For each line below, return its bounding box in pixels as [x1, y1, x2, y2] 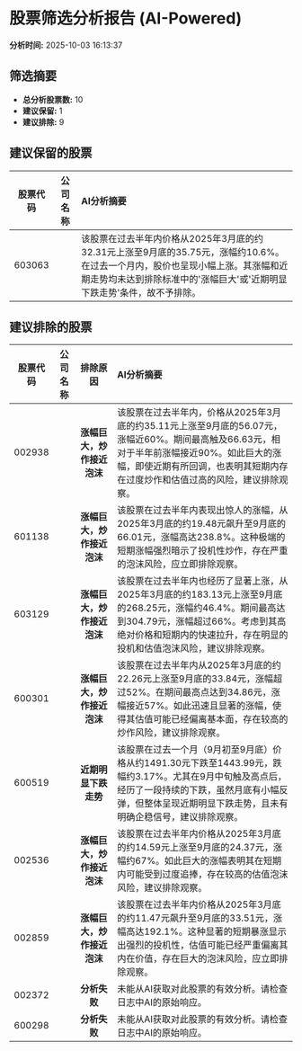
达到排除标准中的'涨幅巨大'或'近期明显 [125, 272, 288, 285]
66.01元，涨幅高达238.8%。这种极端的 [116, 531, 286, 544]
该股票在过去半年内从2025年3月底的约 [116, 659, 281, 672]
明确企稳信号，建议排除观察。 [116, 811, 244, 824]
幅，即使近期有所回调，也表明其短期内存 [116, 460, 289, 473]
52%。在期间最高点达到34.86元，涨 [125, 686, 280, 699]
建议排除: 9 [22, 116, 65, 127]
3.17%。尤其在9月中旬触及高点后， [134, 770, 288, 783]
